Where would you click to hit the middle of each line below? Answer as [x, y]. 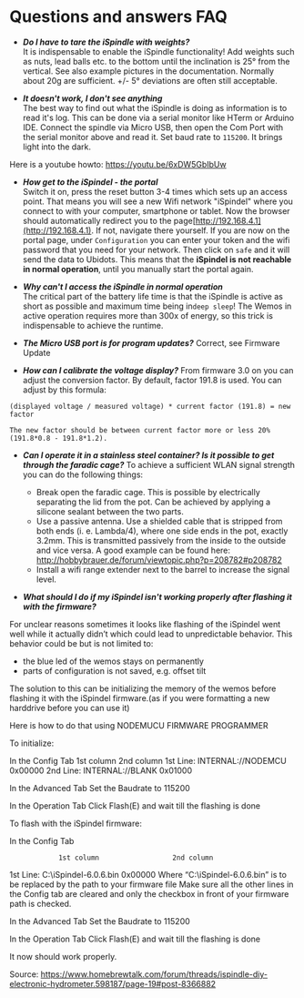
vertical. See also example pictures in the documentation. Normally [148, 71]
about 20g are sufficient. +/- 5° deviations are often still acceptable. [150, 80]
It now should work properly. [63, 956]
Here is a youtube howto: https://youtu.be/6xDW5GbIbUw [118, 164]
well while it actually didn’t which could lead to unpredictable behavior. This [151, 634]
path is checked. [41, 903]
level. [46, 579]
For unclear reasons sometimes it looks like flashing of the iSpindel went [145, 624]
